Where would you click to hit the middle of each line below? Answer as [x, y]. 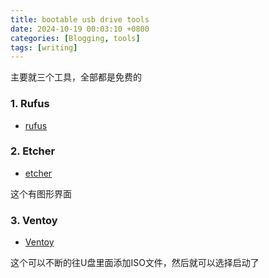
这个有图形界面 [41, 193]
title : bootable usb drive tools [80, 19]
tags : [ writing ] [44, 47]
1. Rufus [30, 104]
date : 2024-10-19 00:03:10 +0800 [80, 29]
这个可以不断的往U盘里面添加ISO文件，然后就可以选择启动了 [135, 263]
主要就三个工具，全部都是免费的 [76, 77]
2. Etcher [33, 151]
